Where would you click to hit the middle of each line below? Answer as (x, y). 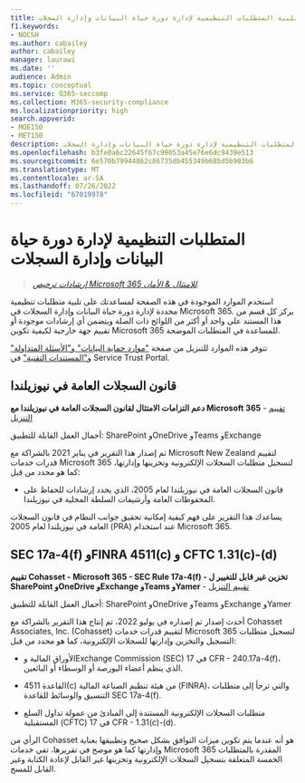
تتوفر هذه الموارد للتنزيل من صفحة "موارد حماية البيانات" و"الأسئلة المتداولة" (139, 348)
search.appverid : (43, 119)
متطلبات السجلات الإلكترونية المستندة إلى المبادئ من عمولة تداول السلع (144, 712)
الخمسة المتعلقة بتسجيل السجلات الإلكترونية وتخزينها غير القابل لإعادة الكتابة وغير (147, 759)
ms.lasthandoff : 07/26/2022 (63, 187)
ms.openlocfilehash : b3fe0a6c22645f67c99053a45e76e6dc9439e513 (132, 152)
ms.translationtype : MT (55, 169)
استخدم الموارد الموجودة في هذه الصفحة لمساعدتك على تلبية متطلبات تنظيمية (142, 301)
